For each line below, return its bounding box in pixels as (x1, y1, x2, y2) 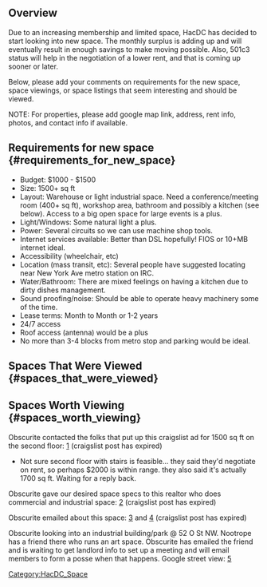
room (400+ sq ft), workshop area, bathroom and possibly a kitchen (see (19, 200, 260, 210)
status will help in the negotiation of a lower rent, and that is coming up (8, 53, 241, 62)
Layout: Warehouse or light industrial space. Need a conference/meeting (19, 192, 259, 201)
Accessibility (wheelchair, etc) (19, 251, 120, 260)
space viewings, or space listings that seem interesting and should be (8, 85, 238, 95)
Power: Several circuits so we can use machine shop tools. (19, 225, 214, 235)
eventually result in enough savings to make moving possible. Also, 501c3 (8, 44, 250, 54)
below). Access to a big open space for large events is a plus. (19, 208, 222, 218)
